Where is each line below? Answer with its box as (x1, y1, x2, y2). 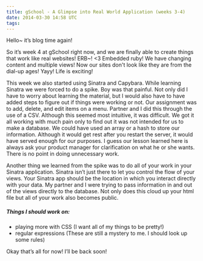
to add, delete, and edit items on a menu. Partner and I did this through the (6, 105, 193, 113)
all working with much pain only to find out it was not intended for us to (6, 118, 184, 125)
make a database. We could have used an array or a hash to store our (6, 125, 180, 132)
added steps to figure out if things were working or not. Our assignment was (6, 99, 197, 106)
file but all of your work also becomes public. (6, 194, 119, 202)
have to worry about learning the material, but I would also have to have (6, 92, 185, 100)
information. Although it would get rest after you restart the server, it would (6, 131, 193, 138)
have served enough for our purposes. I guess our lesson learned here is (6, 137, 188, 145)
